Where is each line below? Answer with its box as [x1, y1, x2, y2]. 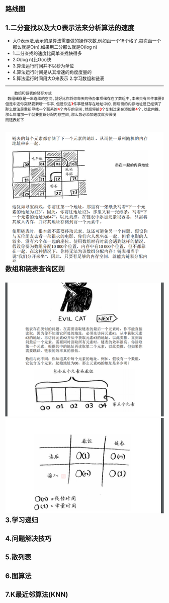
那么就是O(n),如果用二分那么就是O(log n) [12, 44, 98, 50]
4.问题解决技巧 [5, 535, 52, 543]
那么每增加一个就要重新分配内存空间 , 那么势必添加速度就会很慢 [5, 112, 117, 117]
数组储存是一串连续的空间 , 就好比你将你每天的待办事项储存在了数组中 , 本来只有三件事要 [7, 96, 162, 102]
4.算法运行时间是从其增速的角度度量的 [12, 69, 92, 75]
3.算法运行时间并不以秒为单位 [12, 63, 74, 69]
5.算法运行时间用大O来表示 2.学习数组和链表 [12, 75, 105, 81]
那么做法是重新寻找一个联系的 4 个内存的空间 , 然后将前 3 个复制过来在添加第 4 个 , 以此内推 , [5, 107, 161, 112]
